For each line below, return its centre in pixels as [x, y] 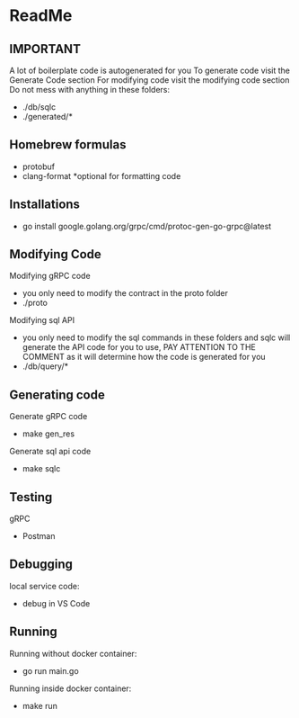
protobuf [39, 166]
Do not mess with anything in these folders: [90, 90]
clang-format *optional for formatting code [101, 175]
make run [40, 705]
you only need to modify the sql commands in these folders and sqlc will [156, 337]
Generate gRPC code [48, 417]
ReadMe [41, 16]
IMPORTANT [45, 49]
